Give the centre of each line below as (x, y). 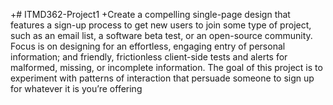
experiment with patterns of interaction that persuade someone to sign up (162, 78)
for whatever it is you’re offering (76, 88)
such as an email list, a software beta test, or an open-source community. (161, 35)
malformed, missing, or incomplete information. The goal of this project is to (166, 67)
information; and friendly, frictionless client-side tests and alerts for (149, 57)
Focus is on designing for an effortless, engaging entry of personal (148, 46)
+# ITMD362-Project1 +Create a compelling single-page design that (150, 14)
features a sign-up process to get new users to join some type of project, (161, 25)
